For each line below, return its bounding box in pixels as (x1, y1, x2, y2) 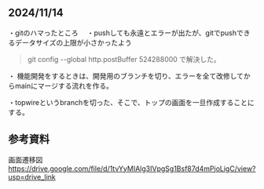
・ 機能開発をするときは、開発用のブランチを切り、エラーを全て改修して (8, 71, 244, 81)
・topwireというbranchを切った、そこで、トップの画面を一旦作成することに (8, 97, 255, 107)
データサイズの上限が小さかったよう (14, 38, 132, 47)
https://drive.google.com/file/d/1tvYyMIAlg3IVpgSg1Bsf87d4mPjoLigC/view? (8, 164, 256, 173)
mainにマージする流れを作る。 (14, 81, 114, 90)
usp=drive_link (8, 172, 57, 181)
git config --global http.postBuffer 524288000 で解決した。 (27, 54, 222, 64)
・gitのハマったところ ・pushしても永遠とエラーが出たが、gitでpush (8, 27, 237, 38)
